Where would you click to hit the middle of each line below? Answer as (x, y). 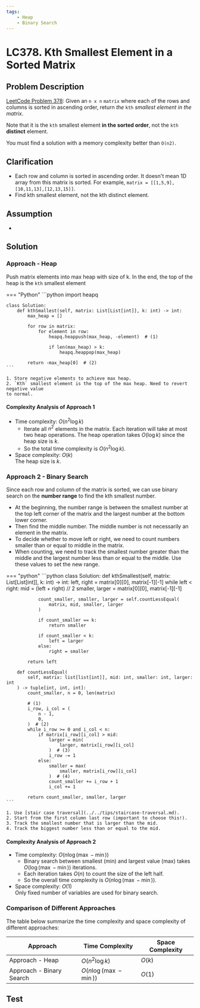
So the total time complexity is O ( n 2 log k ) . (75, 448)
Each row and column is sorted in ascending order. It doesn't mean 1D (101, 176)
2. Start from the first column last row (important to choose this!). (97, 818)
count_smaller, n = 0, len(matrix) (72, 693)
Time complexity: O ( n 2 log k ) (49, 421)
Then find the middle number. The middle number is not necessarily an (101, 527)
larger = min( (66, 740)
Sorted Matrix (41, 65)
